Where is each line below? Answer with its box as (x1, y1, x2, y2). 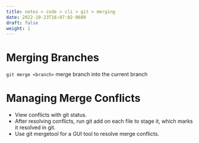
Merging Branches (6, 51, 100, 64)
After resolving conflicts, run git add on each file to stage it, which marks (14, 117, 193, 125)
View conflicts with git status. (14, 111, 87, 119)
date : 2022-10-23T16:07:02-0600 (6, 14, 86, 20)
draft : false (6, 20, 39, 26)
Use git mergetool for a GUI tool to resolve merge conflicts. (14, 130, 159, 138)
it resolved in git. (14, 124, 56, 131)
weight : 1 (6, 25, 31, 32)
